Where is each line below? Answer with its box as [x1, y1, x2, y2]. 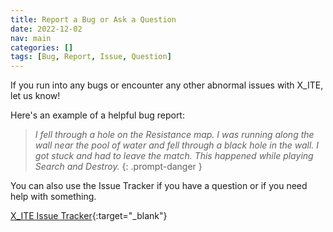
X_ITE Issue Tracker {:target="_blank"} [10, 210, 168, 222]
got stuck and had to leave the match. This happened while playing [34, 150, 314, 162]
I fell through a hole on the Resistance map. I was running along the [34, 129, 315, 141]
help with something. [10, 191, 97, 203]
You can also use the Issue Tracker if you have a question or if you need [10, 180, 308, 192]
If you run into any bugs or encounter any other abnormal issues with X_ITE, [10, 79, 324, 91]
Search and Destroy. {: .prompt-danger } [34, 161, 203, 173]
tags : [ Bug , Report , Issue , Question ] [10, 52, 172, 62]
